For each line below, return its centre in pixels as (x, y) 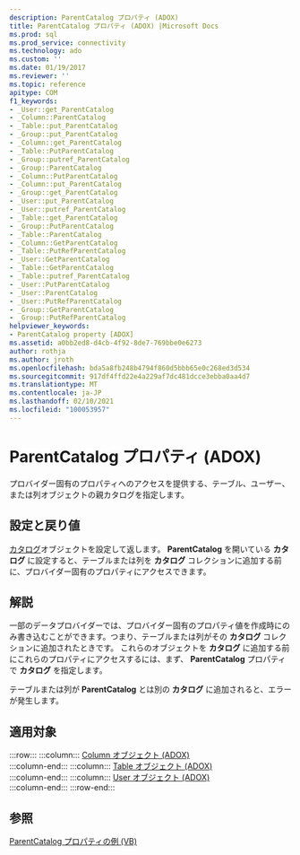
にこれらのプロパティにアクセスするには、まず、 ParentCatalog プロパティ (148, 659)
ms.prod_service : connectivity (68, 43)
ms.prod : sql (34, 34)
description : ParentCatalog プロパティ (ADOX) (94, 17)
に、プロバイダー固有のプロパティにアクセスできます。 (111, 571)
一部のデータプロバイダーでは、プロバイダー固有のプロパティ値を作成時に (146, 625)
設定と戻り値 (45, 526)
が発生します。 (37, 701)
